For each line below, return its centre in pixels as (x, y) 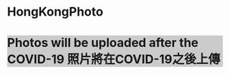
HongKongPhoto (55, 12)
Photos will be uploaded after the (103, 43)
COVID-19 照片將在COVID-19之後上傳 (114, 59)
